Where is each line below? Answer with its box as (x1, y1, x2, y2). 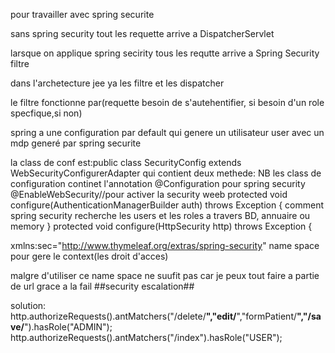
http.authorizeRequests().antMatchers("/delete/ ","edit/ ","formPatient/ (10, 310, 298, 322)
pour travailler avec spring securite (10, 9, 155, 20)
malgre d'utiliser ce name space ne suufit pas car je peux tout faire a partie (10, 270, 320, 281)
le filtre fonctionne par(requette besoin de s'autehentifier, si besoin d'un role (10, 97, 325, 108)
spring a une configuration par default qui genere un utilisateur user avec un (10, 127, 325, 138)
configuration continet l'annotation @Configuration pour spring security (10, 178, 306, 189)
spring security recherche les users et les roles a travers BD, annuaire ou (10, 210, 311, 221)
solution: (10, 300, 47, 311)
